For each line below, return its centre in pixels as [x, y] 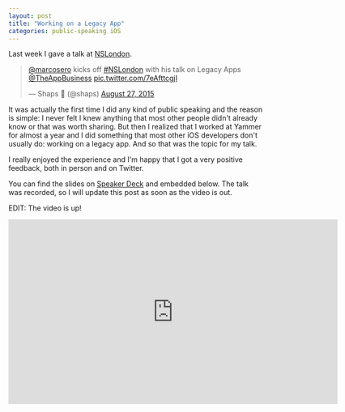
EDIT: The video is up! [45, 208]
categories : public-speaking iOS [65, 31]
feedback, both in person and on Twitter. [76, 168]
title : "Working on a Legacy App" [67, 23]
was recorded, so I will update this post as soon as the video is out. [120, 193]
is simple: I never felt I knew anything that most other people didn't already [133, 118]
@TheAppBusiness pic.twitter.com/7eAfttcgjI [103, 79]
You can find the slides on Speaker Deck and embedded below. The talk [129, 184]
